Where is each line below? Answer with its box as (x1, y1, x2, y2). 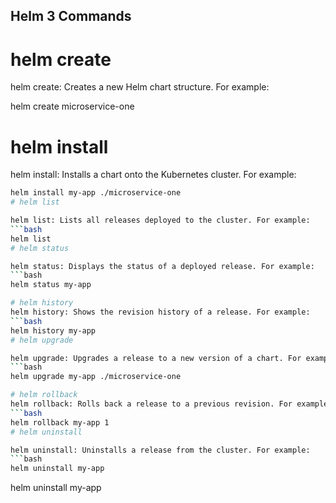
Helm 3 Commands (10, 8, 132, 25)
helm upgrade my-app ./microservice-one (10, 372, 182, 382)
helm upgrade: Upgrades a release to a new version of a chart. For (10, 353, 302, 363)
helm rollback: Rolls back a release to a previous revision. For (10, 399, 293, 409)
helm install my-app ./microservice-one (10, 188, 182, 198)
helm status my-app (10, 280, 92, 290)
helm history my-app (10, 325, 97, 336)
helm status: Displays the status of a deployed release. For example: (10, 261, 315, 271)
